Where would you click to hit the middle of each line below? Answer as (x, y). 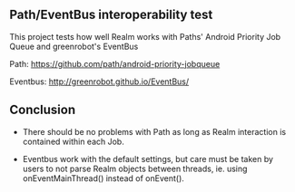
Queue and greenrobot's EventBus (74, 46)
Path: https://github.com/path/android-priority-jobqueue (115, 63)
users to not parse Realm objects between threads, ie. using (135, 168)
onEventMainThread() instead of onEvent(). (103, 178)
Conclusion (43, 110)
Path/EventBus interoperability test (111, 15)
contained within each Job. (73, 141)
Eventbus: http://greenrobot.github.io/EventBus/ (99, 82)
